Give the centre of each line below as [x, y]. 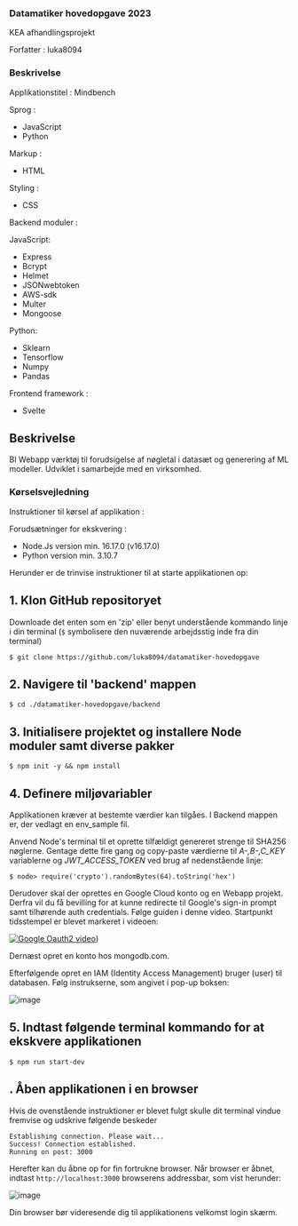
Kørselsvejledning [49, 492]
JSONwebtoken [51, 285]
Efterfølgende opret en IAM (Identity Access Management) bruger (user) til [145, 973]
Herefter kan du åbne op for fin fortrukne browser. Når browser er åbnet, [142, 1168]
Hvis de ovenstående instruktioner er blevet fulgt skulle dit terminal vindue [145, 1111]
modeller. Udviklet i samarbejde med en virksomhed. [106, 469]
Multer [34, 304]
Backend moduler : [43, 222]
